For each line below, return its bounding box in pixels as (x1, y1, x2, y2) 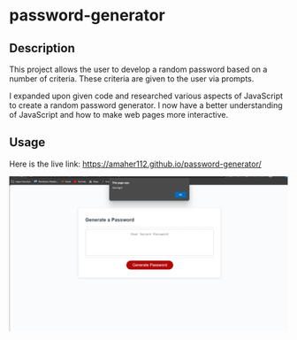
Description (9, 41, 75, 56)
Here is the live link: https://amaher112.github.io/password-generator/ (9, 158, 263, 169)
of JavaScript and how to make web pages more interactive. (9, 110, 228, 120)
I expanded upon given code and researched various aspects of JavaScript (9, 90, 284, 101)
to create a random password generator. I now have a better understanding (9, 100, 283, 111)
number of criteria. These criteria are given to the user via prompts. (9, 73, 255, 84)
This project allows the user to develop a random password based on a (9, 64, 268, 74)
